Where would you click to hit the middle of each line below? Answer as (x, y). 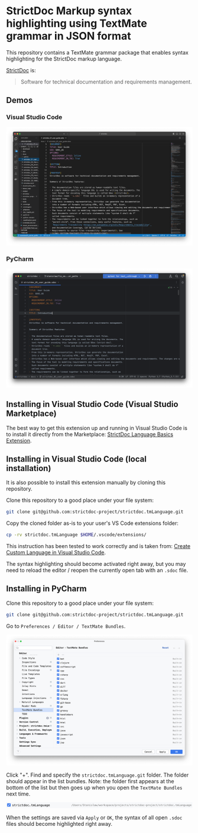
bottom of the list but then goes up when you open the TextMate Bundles (94, 787)
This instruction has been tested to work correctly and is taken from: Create (98, 546)
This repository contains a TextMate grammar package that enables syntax (98, 52)
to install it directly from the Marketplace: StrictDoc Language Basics (90, 434)
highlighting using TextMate (77, 23)
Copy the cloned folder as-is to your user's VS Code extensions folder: (92, 523)
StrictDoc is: (21, 70)
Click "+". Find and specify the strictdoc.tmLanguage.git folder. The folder (98, 775)
